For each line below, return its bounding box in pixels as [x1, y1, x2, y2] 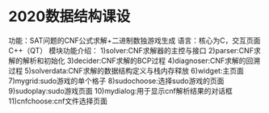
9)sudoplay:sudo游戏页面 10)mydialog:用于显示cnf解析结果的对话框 [8, 86, 233, 95]
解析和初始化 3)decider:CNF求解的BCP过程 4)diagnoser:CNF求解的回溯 [22, 56, 261, 65]
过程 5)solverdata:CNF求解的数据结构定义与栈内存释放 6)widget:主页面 [8, 65, 244, 75]
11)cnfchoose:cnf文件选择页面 [8, 96, 107, 106]
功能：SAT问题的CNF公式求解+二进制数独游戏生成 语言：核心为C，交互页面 [8, 36, 261, 45]
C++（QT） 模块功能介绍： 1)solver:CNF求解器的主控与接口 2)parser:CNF [8, 45, 254, 55]
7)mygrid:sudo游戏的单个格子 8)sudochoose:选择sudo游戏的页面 [8, 76, 225, 86]
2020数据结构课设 [8, 7, 131, 26]
